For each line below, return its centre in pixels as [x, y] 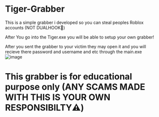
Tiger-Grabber [35, 9]
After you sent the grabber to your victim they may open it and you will [76, 46]
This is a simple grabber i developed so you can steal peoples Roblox [74, 22]
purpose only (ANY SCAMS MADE [75, 87]
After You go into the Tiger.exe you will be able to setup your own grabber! [80, 37]
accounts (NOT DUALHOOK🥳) [35, 27]
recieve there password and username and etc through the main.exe [73, 52]
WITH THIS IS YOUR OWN [58, 97]
